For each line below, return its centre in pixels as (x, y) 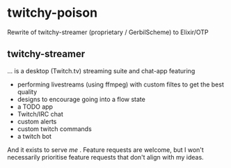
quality (27, 91)
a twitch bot (34, 136)
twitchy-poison (53, 13)
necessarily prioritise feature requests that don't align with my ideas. (105, 157)
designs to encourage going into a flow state (81, 99)
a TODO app (35, 107)
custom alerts (37, 121)
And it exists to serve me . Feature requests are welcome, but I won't (105, 150)
